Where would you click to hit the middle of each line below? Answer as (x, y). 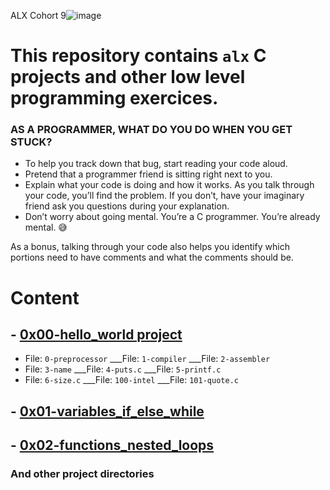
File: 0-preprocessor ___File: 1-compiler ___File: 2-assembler (147, 359)
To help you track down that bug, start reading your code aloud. (156, 164)
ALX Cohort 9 (38, 15)
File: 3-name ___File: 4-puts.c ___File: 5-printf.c (123, 369)
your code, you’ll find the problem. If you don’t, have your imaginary (164, 196)
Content (45, 297)
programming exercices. (114, 98)
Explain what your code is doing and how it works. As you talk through (169, 185)
